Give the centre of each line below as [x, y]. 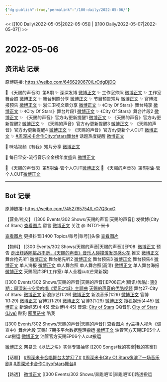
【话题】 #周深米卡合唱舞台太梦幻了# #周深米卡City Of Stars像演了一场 [78, 358]
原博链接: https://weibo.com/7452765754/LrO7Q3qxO [60, 209]
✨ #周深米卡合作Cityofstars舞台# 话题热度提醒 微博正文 [67, 136]
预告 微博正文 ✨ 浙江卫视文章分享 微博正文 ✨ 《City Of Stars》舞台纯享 [81, 105]
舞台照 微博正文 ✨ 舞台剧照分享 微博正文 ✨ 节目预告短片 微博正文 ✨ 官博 [79, 99]
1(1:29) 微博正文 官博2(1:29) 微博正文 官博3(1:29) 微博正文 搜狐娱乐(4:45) [80, 301]
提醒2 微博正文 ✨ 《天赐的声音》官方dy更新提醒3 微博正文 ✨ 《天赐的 [81, 124]
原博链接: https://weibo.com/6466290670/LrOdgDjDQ [60, 82]
